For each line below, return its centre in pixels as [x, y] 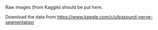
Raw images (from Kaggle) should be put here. [54, 7]
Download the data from [30, 17]
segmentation [20, 22]
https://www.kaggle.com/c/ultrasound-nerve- [105, 17]
